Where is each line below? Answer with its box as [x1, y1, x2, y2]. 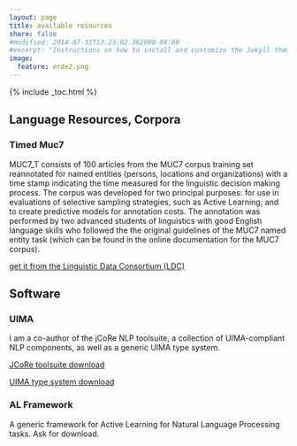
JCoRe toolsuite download [9, 359, 105, 370]
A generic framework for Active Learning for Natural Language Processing [9, 419, 280, 429]
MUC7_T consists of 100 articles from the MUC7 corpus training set [9, 158, 254, 169]
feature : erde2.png [17, 63, 89, 72]
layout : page [9, 12, 57, 22]
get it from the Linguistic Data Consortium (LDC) [9, 260, 186, 271]
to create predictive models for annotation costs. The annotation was [9, 205, 261, 217]
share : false [9, 29, 57, 38]
